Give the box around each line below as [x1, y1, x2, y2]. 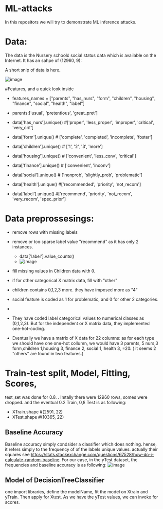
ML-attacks [5, 3, 53, 14]
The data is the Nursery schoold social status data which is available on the [5, 52, 157, 58]
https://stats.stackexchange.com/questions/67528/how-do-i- [31, 451, 154, 457]
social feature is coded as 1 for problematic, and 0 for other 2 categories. [12, 296, 159, 302]
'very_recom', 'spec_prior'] [12, 196, 66, 202]
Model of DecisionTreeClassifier [5, 476, 105, 484]
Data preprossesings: [5, 213, 94, 224]
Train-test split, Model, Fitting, [5, 368, 130, 379]
